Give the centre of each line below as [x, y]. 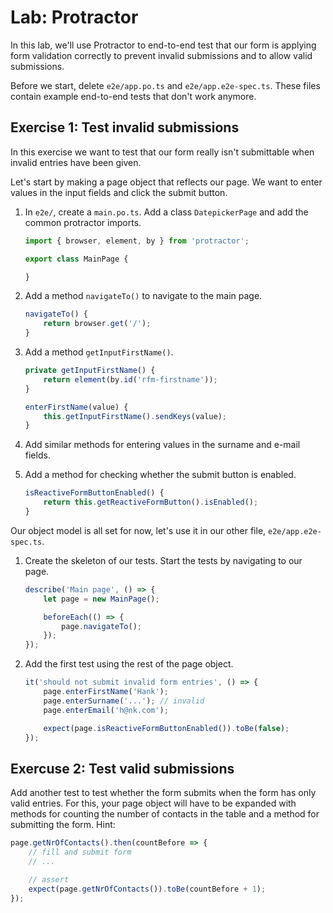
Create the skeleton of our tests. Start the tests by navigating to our [163, 560]
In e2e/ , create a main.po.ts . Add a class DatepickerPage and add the [166, 212]
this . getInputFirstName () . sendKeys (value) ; [135, 416]
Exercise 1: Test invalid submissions [125, 127]
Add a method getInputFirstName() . [99, 352]
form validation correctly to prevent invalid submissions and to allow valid [161, 55]
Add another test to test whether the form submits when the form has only [163, 793]
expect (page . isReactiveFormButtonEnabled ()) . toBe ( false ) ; [166, 728]
